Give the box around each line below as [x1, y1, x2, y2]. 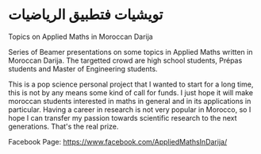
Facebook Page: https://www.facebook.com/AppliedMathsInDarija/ [8, 137, 228, 146]
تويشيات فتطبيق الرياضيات [8, 6, 163, 24]
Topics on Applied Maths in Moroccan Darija [8, 32, 153, 41]
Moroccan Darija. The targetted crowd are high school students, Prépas [8, 56, 243, 65]
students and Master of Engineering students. [8, 64, 158, 73]
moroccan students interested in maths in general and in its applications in [8, 96, 251, 106]
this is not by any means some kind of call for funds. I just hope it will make [8, 87, 254, 97]
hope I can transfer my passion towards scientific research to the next [8, 113, 237, 122]
